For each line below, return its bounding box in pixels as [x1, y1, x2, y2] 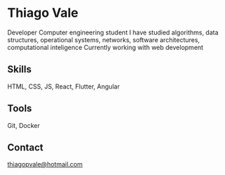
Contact [7, 141, 44, 153]
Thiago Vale [7, 5, 79, 21]
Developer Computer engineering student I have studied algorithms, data [7, 28, 219, 37]
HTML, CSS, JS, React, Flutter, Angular [7, 82, 120, 91]
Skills [7, 63, 32, 75]
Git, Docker [7, 121, 40, 129]
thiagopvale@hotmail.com [7, 160, 83, 169]
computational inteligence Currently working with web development [7, 43, 204, 51]
